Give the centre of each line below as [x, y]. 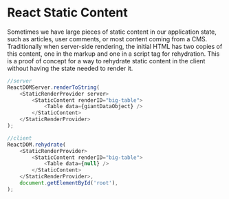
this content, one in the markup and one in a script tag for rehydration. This [113, 54]
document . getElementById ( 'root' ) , [69, 183]
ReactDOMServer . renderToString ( [53, 87]
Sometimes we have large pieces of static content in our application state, [112, 32]
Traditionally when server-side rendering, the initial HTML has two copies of [115, 46]
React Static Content [68, 13]
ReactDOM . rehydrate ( [37, 145]
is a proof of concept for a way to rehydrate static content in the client [106, 61]
